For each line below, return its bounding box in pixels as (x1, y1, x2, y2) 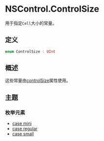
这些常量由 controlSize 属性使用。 (5, 78, 71, 83)
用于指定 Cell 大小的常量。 (5, 20, 57, 26)
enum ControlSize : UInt (5, 49, 56, 54)
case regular (12, 126, 38, 132)
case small (12, 131, 34, 137)
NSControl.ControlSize (5, 3, 99, 15)
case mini (12, 121, 32, 126)
